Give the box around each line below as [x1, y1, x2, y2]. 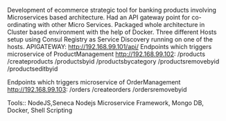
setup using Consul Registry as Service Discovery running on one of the [7, 35, 214, 44]
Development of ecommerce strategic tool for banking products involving [7, 6, 217, 14]
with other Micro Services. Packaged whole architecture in [37, 21, 205, 28]
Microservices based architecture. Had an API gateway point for [7, 13, 191, 21]
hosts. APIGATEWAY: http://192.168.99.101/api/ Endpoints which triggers [7, 43, 212, 50]
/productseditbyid [7, 65, 58, 73]
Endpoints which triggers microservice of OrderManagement [7, 78, 181, 86]
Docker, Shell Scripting [7, 106, 73, 114]
